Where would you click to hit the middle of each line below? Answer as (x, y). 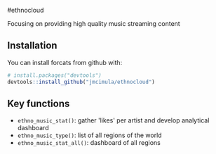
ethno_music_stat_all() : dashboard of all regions (89, 143)
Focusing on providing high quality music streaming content (94, 23)
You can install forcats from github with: (65, 62)
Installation (32, 46)
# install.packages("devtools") (54, 75)
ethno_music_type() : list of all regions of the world (90, 135)
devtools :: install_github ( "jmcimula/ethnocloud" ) (81, 82)
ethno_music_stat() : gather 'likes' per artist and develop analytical (113, 120)
